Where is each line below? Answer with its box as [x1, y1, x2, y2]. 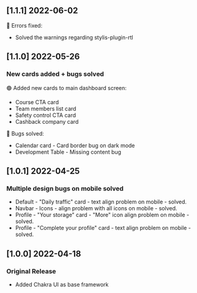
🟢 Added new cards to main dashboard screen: [6, 84, 127, 91]
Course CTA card [15, 98, 59, 105]
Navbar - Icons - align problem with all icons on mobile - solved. [15, 205, 177, 212]
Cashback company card [15, 118, 79, 125]
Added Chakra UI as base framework [15, 281, 109, 288]
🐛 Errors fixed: [6, 21, 43, 29]
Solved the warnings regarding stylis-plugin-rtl [15, 34, 133, 41]
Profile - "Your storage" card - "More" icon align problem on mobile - [15, 211, 190, 219]
